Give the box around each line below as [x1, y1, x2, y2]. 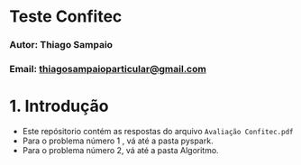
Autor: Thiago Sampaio [9, 39, 114, 51]
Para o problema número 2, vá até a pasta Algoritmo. [22, 144, 219, 155]
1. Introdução [9, 96, 109, 116]
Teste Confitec [9, 6, 123, 27]
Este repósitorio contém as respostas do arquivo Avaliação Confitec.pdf [22, 125, 294, 136]
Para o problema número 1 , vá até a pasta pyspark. [22, 135, 214, 146]
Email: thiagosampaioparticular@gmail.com [9, 63, 207, 76]
